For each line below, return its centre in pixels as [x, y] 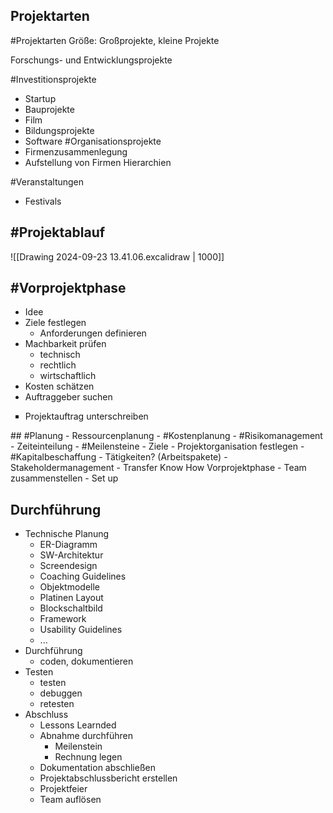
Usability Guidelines [81, 630]
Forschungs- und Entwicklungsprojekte [91, 60]
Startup [40, 98]
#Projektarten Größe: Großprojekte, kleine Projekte [115, 40]
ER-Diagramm [68, 545]
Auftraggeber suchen [68, 397]
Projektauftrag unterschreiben [86, 416]
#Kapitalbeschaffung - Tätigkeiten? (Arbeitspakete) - [119, 457]
